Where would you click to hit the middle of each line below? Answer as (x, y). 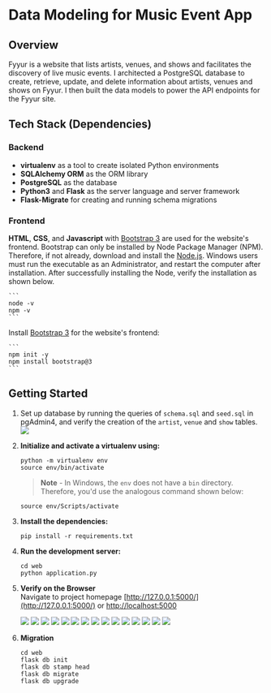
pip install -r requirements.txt (77, 536)
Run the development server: (71, 551)
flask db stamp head (55, 667)
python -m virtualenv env (64, 460)
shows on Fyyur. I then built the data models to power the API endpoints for (134, 90)
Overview (34, 45)
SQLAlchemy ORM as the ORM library (84, 174)
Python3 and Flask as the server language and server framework (130, 191)
